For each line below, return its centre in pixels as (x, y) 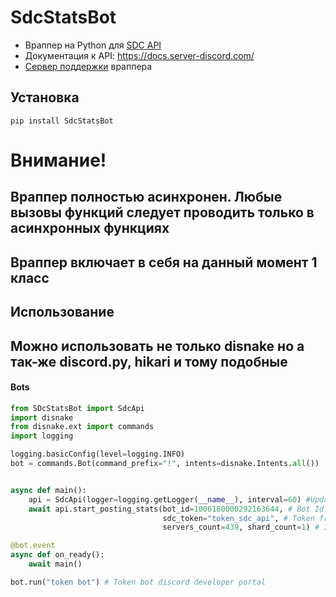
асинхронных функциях (90, 228)
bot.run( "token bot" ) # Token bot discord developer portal (138, 582)
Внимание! (58, 160)
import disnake (42, 417)
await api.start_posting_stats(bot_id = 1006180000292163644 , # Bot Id (176, 509)
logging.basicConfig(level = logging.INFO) (98, 454)
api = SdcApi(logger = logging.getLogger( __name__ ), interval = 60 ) (165, 499)
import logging (42, 436)
